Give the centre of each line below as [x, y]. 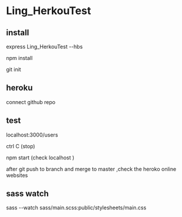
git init [14, 69]
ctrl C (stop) [21, 146]
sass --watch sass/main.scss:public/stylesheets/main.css [76, 208]
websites [17, 175]
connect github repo [31, 102]
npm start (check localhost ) [40, 158]
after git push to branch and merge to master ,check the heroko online [91, 169]
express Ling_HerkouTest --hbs [44, 46]
